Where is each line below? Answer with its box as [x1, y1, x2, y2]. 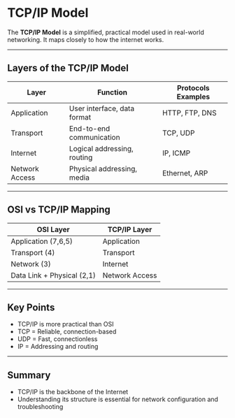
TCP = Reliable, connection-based [17, 327, 117, 336]
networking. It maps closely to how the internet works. [7, 35, 164, 43]
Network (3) [10, 259, 51, 268]
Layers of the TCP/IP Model [7, 62, 129, 74]
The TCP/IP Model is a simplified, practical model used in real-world [7, 28, 204, 36]
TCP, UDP [162, 128, 195, 138]
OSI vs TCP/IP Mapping [7, 204, 111, 216]
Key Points [7, 301, 55, 313]
